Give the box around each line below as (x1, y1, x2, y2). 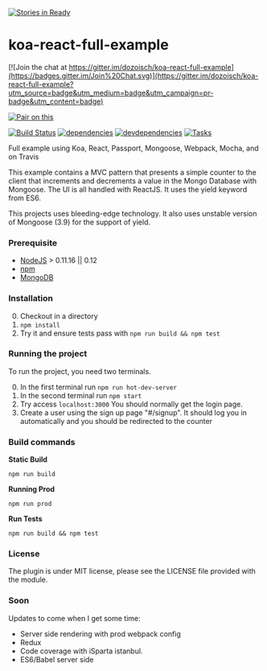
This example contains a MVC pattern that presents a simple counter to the (8, 167, 257, 177)
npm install (19, 321, 60, 329)
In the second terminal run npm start (19, 390, 142, 400)
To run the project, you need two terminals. (8, 366, 151, 376)
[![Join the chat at (8, 62, 68, 72)
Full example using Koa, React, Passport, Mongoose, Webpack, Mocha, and (8, 143, 259, 153)
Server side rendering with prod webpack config (19, 628, 181, 639)
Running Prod (8, 484, 55, 494)
